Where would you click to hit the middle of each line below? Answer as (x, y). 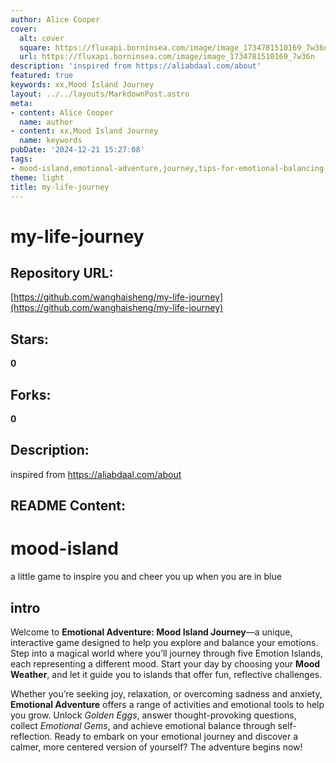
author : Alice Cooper (55, 19)
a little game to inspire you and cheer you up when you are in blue (146, 577)
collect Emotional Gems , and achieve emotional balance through (143, 725)
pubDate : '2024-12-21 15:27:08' (77, 150)
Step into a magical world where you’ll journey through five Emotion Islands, (167, 653)
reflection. (31, 736)
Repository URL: (62, 272)
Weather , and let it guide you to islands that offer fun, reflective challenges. (166, 674)
